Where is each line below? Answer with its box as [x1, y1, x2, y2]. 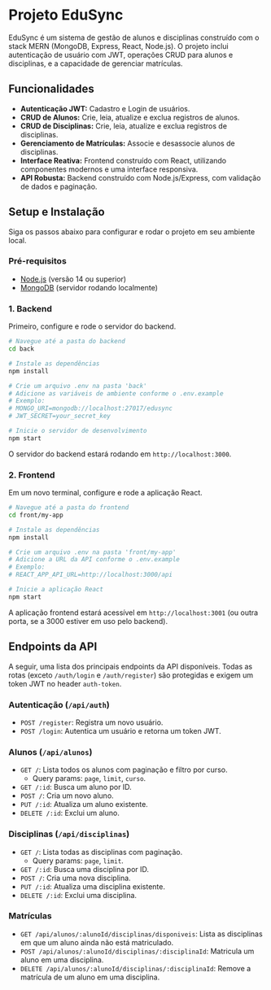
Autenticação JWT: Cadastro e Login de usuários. [20, 103, 190, 113]
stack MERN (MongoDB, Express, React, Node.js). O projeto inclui [8, 41, 229, 50]
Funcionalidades [8, 82, 95, 96]
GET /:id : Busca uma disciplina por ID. [20, 864, 149, 874]
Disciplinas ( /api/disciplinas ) [8, 828, 130, 840]
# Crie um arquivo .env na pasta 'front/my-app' [8, 547, 177, 556]
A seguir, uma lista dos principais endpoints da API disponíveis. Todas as [8, 661, 253, 671]
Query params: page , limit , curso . [32, 774, 146, 783]
